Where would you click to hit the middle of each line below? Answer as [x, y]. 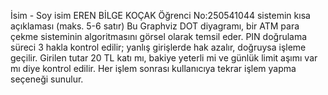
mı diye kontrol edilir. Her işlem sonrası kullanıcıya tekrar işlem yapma [153, 68]
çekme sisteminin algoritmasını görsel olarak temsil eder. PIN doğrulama [159, 36]
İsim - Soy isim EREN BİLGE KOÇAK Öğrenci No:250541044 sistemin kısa [160, 15]
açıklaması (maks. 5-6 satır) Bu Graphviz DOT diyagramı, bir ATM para [155, 26]
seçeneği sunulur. [47, 79]
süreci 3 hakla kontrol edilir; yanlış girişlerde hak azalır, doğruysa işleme [158, 47]
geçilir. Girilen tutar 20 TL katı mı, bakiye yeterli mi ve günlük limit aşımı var [164, 58]
